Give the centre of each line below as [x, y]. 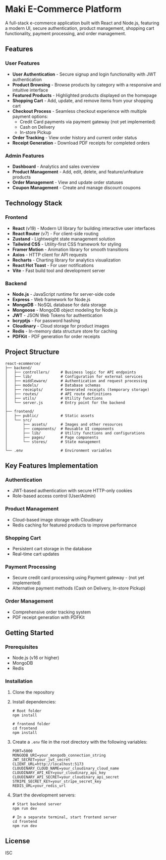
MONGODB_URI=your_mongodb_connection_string [59, 755]
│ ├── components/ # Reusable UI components [59, 429]
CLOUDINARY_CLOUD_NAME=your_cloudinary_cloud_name [66, 768]
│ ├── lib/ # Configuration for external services [74, 376]
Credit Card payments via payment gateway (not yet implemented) [88, 122]
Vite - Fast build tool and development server [59, 270]
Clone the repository [33, 692]
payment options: [30, 116]
